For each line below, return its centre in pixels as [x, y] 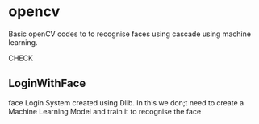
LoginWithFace [47, 83]
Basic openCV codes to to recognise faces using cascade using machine [130, 34]
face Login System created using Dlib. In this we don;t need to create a [126, 102]
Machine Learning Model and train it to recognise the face [105, 111]
